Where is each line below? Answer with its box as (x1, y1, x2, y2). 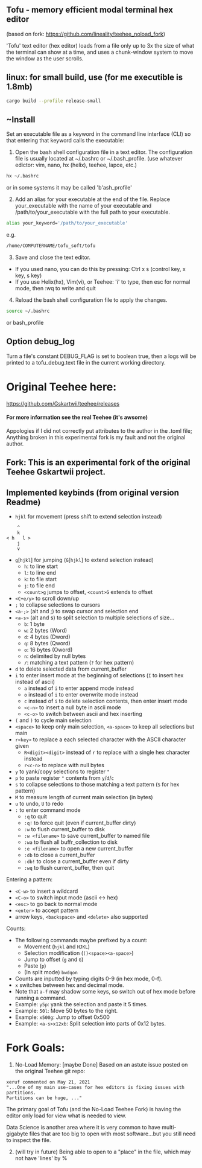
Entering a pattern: (6, 875, 53, 883)
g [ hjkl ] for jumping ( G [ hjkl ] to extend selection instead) (14, 556, 154, 563)
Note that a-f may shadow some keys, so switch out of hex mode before (14, 988, 196, 995)
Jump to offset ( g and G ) (24, 956, 84, 963)
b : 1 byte (24, 620, 45, 627)
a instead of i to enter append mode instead (24, 685, 134, 692)
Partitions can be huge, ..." (6, 1095, 83, 1101)
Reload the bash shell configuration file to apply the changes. (14, 296, 168, 304)
